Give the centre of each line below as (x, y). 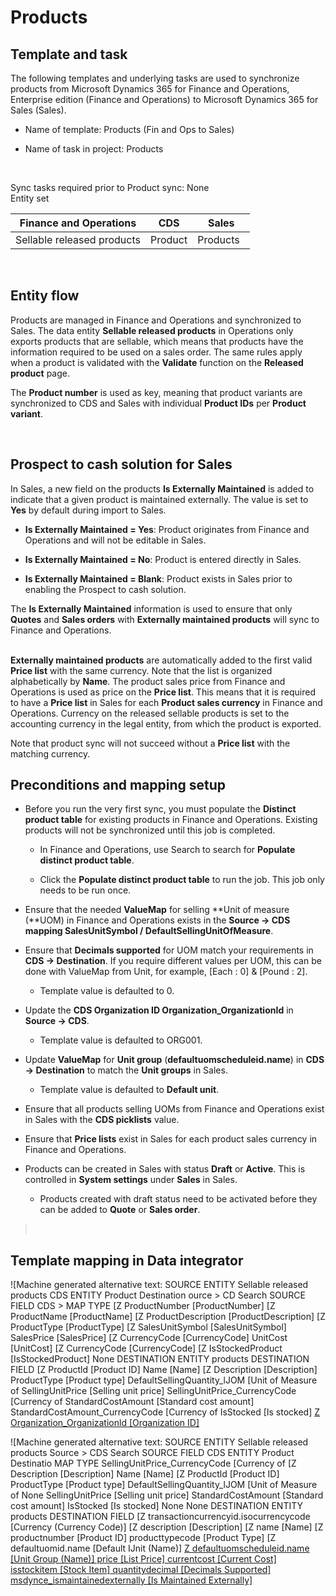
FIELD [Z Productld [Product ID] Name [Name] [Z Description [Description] (164, 1370)
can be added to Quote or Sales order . (120, 1210)
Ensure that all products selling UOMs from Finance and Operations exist (174, 1109)
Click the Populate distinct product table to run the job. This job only (182, 880)
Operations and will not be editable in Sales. (115, 540)
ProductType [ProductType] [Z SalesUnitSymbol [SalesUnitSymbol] (148, 1327)
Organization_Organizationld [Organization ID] (105, 1423)
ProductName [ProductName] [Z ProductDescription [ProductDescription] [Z (168, 1317)
